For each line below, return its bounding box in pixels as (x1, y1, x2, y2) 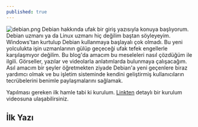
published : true (6, 8, 47, 15)
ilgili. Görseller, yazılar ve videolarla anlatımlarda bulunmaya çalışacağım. (6, 57, 187, 65)
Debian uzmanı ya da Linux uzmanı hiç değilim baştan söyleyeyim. (6, 31, 171, 39)
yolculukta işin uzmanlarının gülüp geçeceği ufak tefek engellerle (6, 45, 168, 52)
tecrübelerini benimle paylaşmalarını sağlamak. (6, 77, 123, 84)
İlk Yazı (6, 112, 34, 123)
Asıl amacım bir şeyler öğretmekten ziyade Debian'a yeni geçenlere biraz (6, 64, 188, 71)
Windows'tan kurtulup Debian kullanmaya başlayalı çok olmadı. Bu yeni (6, 38, 183, 45)
